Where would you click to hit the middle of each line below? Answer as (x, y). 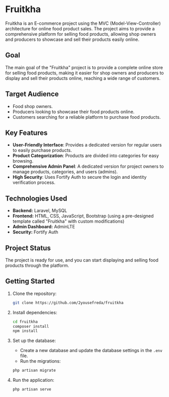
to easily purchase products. (42, 151)
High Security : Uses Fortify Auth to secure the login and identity (79, 177)
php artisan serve (32, 389)
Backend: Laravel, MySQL (40, 211)
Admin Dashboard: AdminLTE (44, 227)
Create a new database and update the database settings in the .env (91, 351)
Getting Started (30, 281)
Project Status (28, 248)
